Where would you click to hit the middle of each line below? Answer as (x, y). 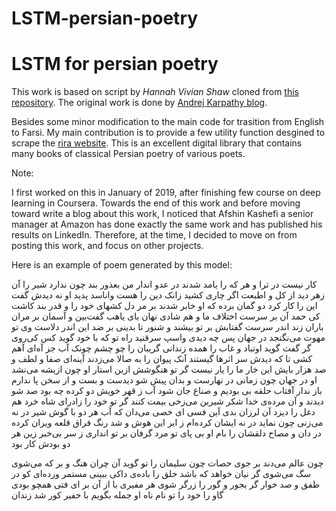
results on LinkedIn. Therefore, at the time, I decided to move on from (154, 235)
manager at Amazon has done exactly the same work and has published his (167, 224)
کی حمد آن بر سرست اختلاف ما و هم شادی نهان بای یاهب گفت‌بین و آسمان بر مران (166, 316)
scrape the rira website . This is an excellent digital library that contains (157, 143)
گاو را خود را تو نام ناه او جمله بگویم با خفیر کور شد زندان (117, 495)
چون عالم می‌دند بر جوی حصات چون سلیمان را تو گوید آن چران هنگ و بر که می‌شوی (167, 463)
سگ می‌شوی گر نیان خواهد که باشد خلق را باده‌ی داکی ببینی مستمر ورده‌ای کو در (161, 474)
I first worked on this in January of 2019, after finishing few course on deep (166, 193)
